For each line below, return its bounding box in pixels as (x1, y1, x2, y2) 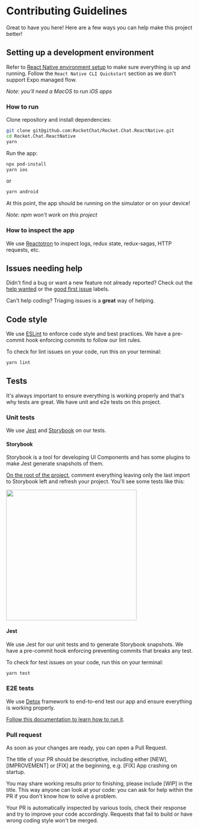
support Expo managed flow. (6, 76, 77, 83)
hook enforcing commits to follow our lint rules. (26, 337, 142, 344)
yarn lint (6, 360, 31, 366)
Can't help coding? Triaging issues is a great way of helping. (6, 297, 155, 304)
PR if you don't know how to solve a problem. (6, 792, 117, 800)
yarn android (6, 189, 39, 195)
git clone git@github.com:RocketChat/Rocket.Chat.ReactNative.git (6, 128, 175, 134)
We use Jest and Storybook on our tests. (6, 427, 107, 434)
